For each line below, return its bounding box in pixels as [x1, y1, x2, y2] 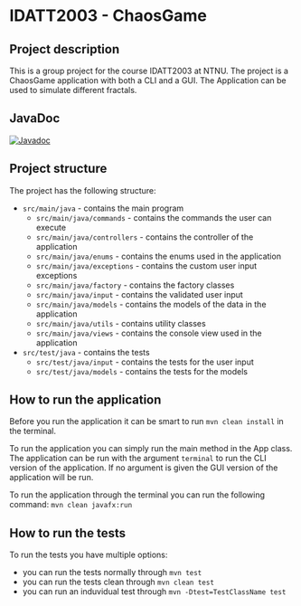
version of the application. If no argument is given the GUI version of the [9, 462, 278, 473]
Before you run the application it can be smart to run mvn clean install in [9, 416, 285, 427]
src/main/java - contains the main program [22, 203, 184, 213]
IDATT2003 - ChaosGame [9, 5, 208, 26]
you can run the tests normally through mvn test [22, 567, 202, 578]
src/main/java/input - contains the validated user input [35, 289, 244, 299]
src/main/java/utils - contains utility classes [35, 317, 206, 328]
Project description [9, 42, 120, 57]
